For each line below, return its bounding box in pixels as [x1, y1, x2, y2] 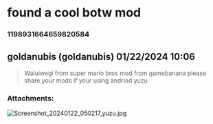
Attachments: [7, 93, 54, 103]
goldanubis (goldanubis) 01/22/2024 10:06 [7, 50, 196, 63]
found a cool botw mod [7, 5, 142, 21]
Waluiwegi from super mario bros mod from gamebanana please [23, 69, 207, 77]
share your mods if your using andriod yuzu [23, 76, 148, 84]
